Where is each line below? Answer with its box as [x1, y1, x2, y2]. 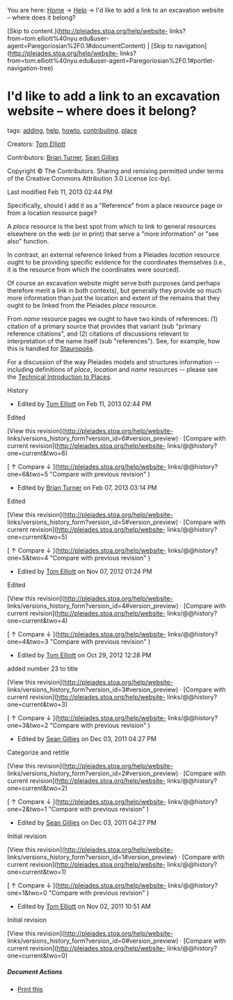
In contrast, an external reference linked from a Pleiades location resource [7, 251, 220, 259]
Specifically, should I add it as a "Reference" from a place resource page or [7, 201, 223, 209]
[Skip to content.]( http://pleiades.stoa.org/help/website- [7, 27, 168, 35]
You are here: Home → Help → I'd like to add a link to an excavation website [7, 6, 224, 14]
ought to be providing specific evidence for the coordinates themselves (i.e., [7, 258, 226, 266]
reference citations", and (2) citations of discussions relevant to [7, 329, 189, 338]
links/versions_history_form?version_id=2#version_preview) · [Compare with [7, 769, 226, 777]
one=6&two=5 [7, 470, 49, 478]
